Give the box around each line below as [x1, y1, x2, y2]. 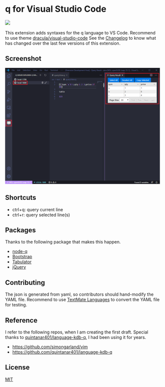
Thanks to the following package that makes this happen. [5, 239, 121, 245]
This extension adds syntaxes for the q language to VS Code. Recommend [5, 29, 156, 35]
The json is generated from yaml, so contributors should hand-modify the [5, 291, 154, 298]
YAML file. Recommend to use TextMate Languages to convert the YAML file [5, 297, 160, 303]
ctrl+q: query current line [12, 206, 63, 212]
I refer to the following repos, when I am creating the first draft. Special [5, 329, 148, 335]
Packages [5, 226, 36, 234]
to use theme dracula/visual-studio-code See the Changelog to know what [5, 35, 156, 41]
